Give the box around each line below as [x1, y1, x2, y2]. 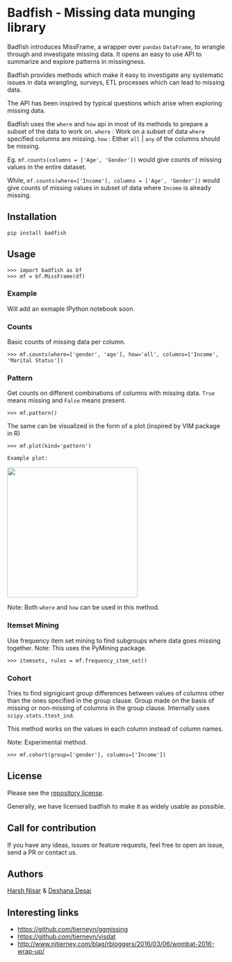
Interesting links [7, 906, 79, 918]
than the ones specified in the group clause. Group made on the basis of [7, 696, 215, 705]
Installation [7, 211, 57, 223]
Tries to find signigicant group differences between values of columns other [7, 689, 224, 698]
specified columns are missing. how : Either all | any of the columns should [7, 134, 220, 143]
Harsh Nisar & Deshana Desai [7, 886, 92, 895]
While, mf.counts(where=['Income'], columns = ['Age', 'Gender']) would [7, 176, 220, 185]
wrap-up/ [17, 947, 45, 956]
